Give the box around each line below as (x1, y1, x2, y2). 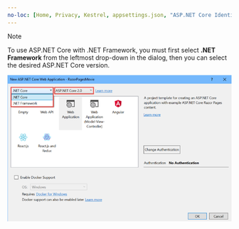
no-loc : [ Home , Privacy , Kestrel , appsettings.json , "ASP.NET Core (7, 11, 212, 18)
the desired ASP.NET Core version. (7, 60, 110, 69)
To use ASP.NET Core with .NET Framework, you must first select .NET (7, 46, 216, 54)
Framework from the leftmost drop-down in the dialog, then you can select (7, 53, 228, 62)
